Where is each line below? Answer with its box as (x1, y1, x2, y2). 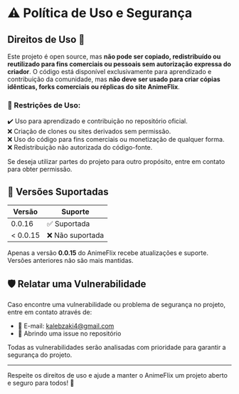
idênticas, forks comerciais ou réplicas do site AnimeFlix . (7, 83, 180, 90)
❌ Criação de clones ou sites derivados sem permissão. (7, 127, 171, 136)
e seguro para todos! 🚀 (7, 378, 75, 387)
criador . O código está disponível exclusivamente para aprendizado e (7, 68, 212, 76)
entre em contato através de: (7, 308, 92, 316)
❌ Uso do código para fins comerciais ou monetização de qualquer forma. (7, 135, 225, 144)
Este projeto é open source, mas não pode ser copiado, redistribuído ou (7, 52, 221, 61)
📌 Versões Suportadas (7, 185, 109, 197)
